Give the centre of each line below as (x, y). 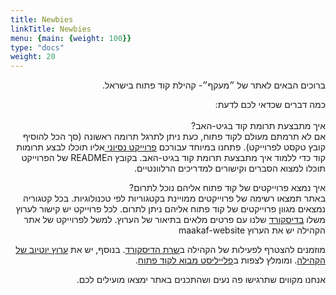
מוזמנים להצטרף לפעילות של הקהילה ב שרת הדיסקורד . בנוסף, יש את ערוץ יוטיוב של (170, 250)
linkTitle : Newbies (51, 29)
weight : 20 (33, 57)
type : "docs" (37, 47)
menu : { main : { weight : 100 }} (71, 38)
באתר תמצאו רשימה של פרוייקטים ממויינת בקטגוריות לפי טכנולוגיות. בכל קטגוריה (174, 198)
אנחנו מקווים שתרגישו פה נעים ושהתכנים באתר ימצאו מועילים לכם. (201, 280)
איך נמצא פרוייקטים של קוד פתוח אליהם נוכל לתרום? (227, 188)
